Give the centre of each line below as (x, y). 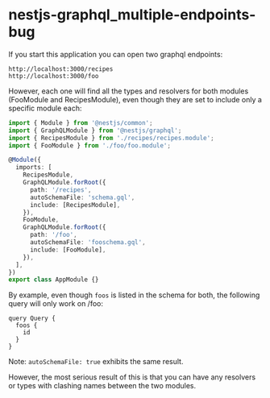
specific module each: (45, 108)
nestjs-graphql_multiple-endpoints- (132, 15)
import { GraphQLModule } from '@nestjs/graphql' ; (95, 131)
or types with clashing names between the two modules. (102, 386)
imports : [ (34, 168)
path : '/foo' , (54, 235)
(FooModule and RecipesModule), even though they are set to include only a (135, 99)
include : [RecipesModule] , (75, 205)
